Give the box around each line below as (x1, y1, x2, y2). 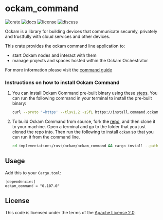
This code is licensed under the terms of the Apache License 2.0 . (5, 209, 136, 215)
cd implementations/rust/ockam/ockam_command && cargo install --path (12, 144, 159, 149)
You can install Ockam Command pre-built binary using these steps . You (12, 90, 158, 96)
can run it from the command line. (12, 134, 80, 140)
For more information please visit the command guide (5, 67, 112, 73)
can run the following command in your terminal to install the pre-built (12, 95, 152, 101)
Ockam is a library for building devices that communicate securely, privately (5, 28, 158, 34)
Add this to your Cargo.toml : (5, 169, 62, 175)
